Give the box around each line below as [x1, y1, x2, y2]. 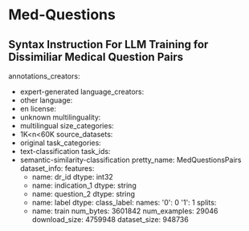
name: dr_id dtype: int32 [31, 172, 114, 181]
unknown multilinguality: [19, 112, 101, 122]
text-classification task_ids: [19, 147, 111, 156]
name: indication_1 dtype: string [31, 180, 137, 190]
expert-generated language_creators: [19, 87, 145, 96]
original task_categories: [19, 138, 102, 148]
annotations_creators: [8, 71, 80, 81]
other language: [19, 95, 73, 105]
